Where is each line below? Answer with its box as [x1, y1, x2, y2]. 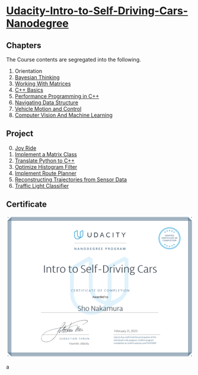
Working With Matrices [14, 80, 71, 87]
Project [6, 129, 34, 139]
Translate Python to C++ [14, 157, 75, 164]
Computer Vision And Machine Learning [14, 111, 113, 118]
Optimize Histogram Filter [14, 163, 78, 170]
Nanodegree [6, 17, 69, 30]
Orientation [14, 68, 43, 75]
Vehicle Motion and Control [14, 105, 82, 112]
